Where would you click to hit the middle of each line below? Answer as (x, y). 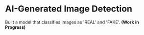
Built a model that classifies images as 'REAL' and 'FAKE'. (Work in (72, 22)
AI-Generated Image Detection (69, 9)
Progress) (15, 27)
